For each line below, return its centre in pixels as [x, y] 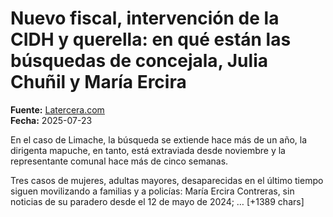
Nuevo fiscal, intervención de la [145, 18]
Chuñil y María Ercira [98, 82]
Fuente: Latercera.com [57, 109]
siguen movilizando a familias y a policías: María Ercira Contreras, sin [152, 191]
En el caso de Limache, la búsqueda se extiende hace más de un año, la [159, 139]
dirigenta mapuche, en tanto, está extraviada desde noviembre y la [148, 150]
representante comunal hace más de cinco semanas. [119, 161]
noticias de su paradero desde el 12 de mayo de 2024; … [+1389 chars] [157, 201]
